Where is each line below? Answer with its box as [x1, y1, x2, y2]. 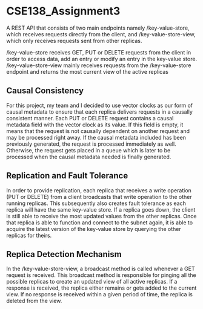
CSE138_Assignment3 [6, 4, 121, 18]
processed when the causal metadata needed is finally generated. [6, 153, 171, 160]
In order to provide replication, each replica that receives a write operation [6, 186, 192, 194]
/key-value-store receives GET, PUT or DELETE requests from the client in [6, 48, 191, 56]
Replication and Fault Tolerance [6, 171, 128, 181]
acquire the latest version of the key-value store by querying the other [6, 225, 181, 232]
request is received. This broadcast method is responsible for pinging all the [6, 272, 196, 279]
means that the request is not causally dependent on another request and [6, 127, 190, 134]
